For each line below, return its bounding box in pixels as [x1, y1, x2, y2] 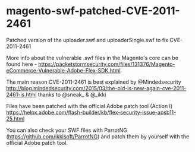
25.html [6, 115, 25, 122]
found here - [6, 61, 37, 68]
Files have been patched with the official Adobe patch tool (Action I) [6, 102, 173, 109]
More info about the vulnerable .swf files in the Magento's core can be [6, 54, 178, 61]
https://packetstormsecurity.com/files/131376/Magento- [38, 61, 175, 68]
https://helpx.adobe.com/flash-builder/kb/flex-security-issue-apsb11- [6, 109, 177, 116]
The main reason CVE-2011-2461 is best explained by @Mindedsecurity [6, 78, 181, 85]
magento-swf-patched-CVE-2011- [6, 4, 180, 18]
